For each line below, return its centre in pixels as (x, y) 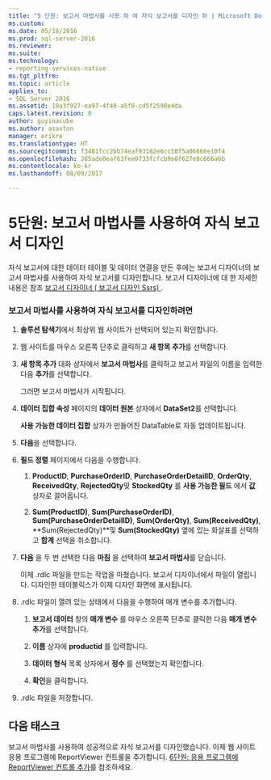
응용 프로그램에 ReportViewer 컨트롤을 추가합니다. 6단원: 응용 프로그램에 (123, 757)
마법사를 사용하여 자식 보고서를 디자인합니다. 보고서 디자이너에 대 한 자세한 (140, 277)
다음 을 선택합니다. (48, 443)
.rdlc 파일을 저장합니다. (56, 698)
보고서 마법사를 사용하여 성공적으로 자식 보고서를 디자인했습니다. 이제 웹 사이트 (132, 747)
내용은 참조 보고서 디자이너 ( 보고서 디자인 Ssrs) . (86, 287)
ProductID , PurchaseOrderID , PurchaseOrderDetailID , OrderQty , (142, 476)
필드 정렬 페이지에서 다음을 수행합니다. (80, 460)
